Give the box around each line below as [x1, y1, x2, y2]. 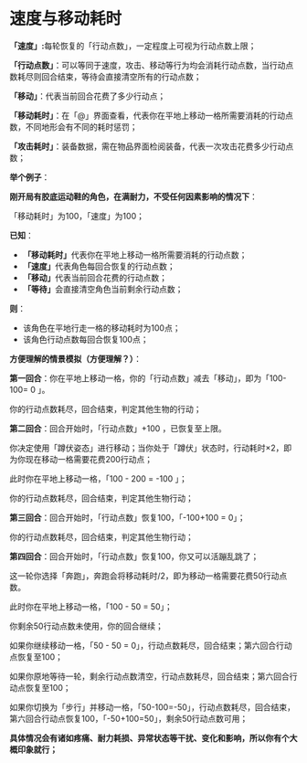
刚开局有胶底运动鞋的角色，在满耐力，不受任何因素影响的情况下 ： [9, 191, 258, 202]
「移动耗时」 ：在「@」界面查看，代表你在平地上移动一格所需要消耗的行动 [9, 110, 286, 121]
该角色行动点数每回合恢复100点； [22, 334, 149, 344]
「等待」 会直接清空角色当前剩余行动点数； [22, 283, 184, 294]
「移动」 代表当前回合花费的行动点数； [22, 271, 167, 283]
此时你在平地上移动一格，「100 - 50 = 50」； [9, 600, 174, 612]
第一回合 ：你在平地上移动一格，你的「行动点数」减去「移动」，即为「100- [9, 372, 287, 384]
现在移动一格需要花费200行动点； [25, 453, 153, 464]
